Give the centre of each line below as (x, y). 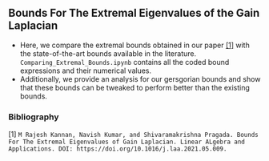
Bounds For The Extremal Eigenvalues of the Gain (134, 13)
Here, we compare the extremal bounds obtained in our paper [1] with (134, 45)
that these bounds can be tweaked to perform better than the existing (134, 87)
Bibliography (34, 117)
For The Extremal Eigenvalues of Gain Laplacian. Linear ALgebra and (127, 142)
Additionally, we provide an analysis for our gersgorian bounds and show (140, 78)
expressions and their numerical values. (86, 70)
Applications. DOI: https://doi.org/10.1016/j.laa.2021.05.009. (118, 149)
